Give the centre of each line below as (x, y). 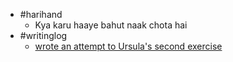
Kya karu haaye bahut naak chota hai (111, 25)
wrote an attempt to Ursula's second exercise (128, 46)
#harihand (41, 14)
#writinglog (43, 35)
